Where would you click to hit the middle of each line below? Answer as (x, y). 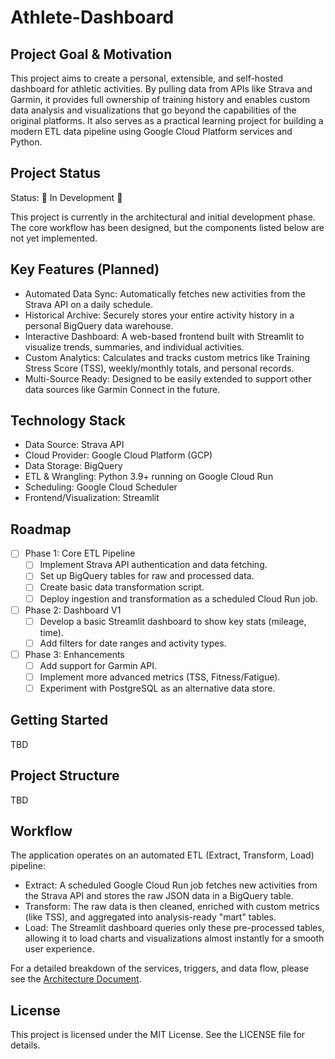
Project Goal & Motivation (91, 54)
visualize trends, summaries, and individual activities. (134, 347)
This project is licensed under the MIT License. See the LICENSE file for (158, 1035)
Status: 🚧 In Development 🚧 (66, 197)
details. (25, 1045)
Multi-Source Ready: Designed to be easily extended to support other (168, 378)
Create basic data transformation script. (122, 587)
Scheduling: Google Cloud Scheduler (101, 487)
